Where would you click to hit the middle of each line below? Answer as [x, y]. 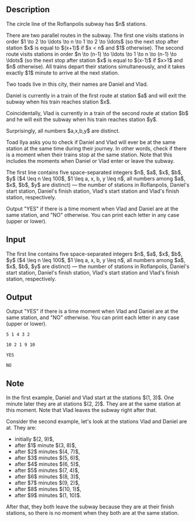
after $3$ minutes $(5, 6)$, [47, 458]
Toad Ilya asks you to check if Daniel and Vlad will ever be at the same [91, 142]
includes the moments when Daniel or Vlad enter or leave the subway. [90, 160]
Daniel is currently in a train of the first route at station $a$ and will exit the [96, 95]
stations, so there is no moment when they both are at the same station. [93, 513]
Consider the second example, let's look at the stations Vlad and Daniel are [97, 421]
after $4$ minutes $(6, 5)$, [47, 464]
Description [28, 10]
